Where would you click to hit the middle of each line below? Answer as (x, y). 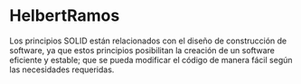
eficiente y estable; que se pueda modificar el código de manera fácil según (151, 60)
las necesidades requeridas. (62, 70)
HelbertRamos (65, 16)
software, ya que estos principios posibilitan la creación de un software (142, 50)
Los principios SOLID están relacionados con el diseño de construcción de (148, 41)
